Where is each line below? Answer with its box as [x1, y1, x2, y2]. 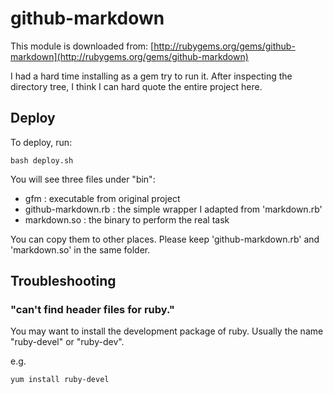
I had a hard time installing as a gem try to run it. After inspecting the [10, 70, 293, 82]
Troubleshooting [10, 273, 117, 290]
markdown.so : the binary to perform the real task [24, 213, 230, 226]
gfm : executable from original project [24, 192, 181, 204]
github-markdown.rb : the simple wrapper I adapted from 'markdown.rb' [24, 203, 323, 215]
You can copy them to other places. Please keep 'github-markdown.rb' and [10, 233, 320, 245]
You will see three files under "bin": [10, 173, 156, 185]
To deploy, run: [10, 136, 73, 148]
